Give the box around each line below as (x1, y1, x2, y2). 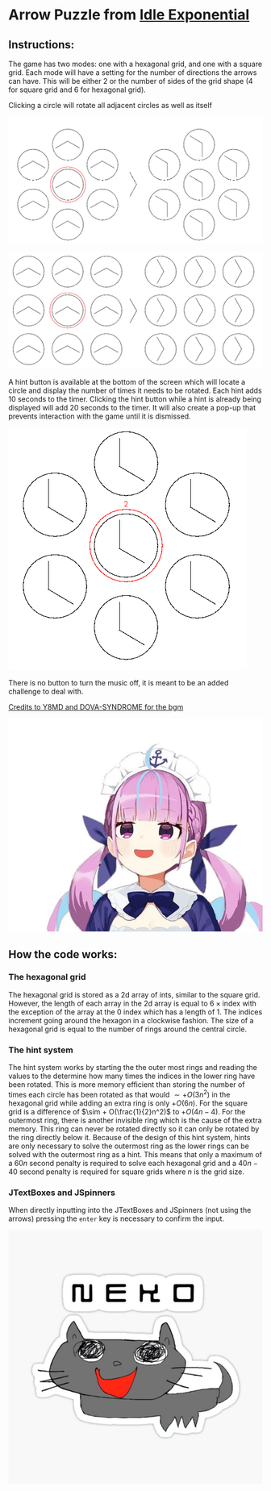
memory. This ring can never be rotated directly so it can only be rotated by (8, 1123, 260, 1134)
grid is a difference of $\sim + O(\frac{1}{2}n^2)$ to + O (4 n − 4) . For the (8, 1106, 246, 1116)
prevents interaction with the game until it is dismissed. (8, 411, 191, 421)
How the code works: (8, 947, 118, 961)
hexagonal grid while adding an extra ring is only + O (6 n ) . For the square (8, 1098, 248, 1108)
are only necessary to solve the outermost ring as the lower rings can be (8, 1141, 250, 1151)
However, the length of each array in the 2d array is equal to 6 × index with (8, 998, 256, 1008)
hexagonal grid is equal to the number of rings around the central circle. (8, 1024, 248, 1034)
